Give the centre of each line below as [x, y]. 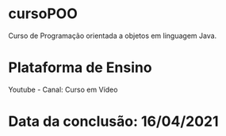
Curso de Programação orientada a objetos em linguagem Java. [113, 36]
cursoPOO [43, 14]
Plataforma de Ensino [80, 68]
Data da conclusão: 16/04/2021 [113, 121]
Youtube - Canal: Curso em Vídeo [63, 89]
